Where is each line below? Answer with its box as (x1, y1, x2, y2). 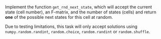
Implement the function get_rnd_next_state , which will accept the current (5, 4, 152, 10)
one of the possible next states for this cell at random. (5, 14, 113, 20)
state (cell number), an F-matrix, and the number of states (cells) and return (5, 9, 157, 15)
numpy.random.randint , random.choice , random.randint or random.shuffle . (5, 29, 150, 34)
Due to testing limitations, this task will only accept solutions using (5, 24, 137, 29)
